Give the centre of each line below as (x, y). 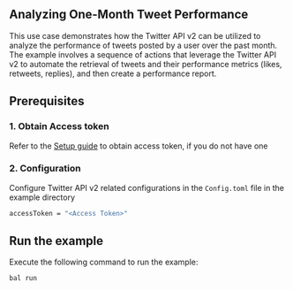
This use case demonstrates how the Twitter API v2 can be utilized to (135, 35)
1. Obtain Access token (59, 126)
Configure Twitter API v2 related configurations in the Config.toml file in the (147, 187)
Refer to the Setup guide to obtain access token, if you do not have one (139, 146)
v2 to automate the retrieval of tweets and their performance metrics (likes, (146, 64)
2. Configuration (45, 169)
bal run (23, 279)
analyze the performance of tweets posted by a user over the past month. (143, 45)
